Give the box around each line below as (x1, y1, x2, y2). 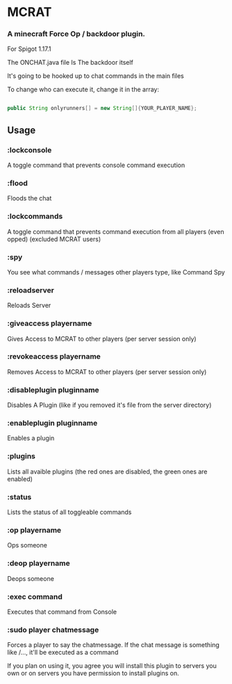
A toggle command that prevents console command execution (7, 161, 185, 169)
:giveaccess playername (7, 318, 92, 328)
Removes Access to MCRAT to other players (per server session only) (7, 367, 207, 376)
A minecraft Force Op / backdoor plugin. (7, 29, 146, 39)
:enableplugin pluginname (7, 419, 98, 428)
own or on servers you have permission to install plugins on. (7, 669, 179, 678)
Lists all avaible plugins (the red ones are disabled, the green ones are (7, 467, 208, 476)
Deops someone (7, 574, 54, 582)
